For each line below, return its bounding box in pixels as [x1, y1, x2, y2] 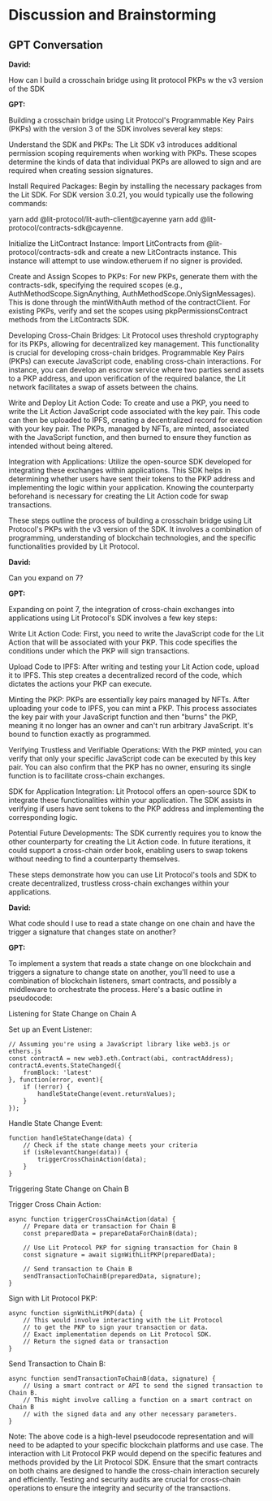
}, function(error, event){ [8, 1076, 104, 1084]
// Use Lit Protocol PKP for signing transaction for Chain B [23, 1244, 238, 1252]
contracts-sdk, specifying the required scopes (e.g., [8, 280, 183, 290]
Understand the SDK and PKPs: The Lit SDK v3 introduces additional [8, 140, 238, 149]
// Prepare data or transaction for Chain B [23, 1223, 176, 1231]
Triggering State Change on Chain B [8, 1184, 130, 1193]
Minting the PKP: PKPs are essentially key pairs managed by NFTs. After [8, 695, 250, 704]
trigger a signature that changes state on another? [8, 927, 176, 937]
